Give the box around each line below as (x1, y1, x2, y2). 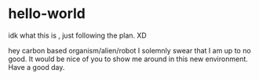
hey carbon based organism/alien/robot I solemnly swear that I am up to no (8, 45, 251, 55)
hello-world (8, 5, 86, 23)
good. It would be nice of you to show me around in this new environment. (8, 54, 249, 64)
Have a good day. (8, 62, 65, 71)
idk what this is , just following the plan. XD (8, 31, 147, 40)
